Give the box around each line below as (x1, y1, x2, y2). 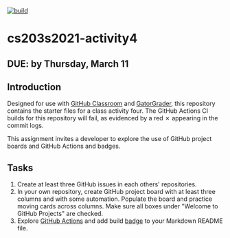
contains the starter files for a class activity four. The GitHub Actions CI (7, 107, 209, 115)
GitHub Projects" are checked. (16, 210, 104, 218)
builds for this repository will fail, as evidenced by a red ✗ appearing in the (7, 114, 218, 122)
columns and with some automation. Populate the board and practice (16, 195, 213, 203)
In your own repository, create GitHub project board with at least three (16, 188, 216, 196)
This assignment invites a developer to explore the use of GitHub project (7, 135, 212, 143)
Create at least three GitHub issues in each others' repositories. (16, 180, 197, 188)
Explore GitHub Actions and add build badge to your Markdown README (16, 217, 223, 225)
